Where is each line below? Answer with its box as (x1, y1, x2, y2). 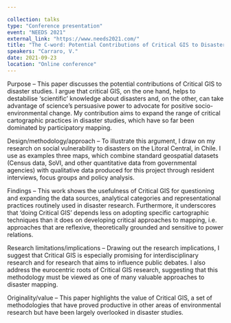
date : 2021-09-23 (7, 54, 57, 62)
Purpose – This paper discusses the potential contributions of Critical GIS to (7, 80, 222, 88)
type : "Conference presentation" (7, 22, 103, 30)
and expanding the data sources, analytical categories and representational (7, 194, 221, 202)
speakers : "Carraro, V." (7, 48, 78, 55)
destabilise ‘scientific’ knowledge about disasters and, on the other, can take (7, 94, 224, 102)
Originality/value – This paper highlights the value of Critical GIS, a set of (7, 293, 213, 302)
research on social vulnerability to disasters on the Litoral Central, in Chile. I (7, 144, 221, 152)
